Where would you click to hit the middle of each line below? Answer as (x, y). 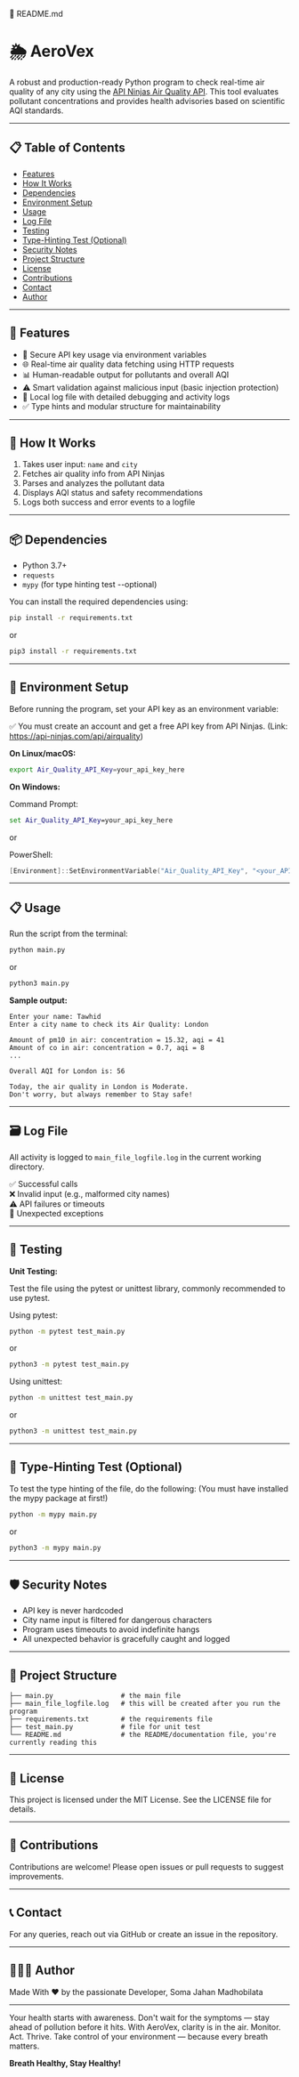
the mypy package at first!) (59, 1498)
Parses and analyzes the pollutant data (93, 483)
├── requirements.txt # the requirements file (111, 1719)
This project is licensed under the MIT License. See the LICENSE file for (141, 1800)
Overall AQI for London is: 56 (67, 1071)
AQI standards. (36, 110)
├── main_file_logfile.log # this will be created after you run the (145, 1704)
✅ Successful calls (44, 1184)
